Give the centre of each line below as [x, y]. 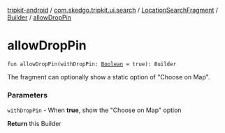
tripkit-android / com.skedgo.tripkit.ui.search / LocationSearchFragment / [113, 10]
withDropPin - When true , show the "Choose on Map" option [94, 110]
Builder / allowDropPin [39, 17]
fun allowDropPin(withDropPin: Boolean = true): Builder [92, 64]
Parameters [27, 95]
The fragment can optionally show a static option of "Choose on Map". [109, 77]
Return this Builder [34, 124]
